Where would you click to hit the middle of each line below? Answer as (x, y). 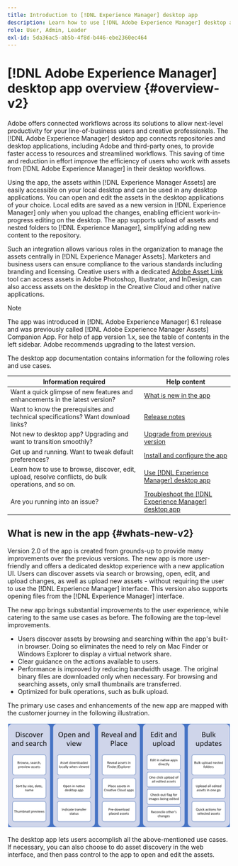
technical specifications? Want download (70, 417)
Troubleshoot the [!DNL (178, 494)
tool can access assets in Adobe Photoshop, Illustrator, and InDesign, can (114, 279)
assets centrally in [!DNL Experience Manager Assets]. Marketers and (109, 256)
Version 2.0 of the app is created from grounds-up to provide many (106, 551)
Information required (74, 381)
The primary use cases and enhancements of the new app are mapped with (118, 705)
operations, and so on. (43, 484)
